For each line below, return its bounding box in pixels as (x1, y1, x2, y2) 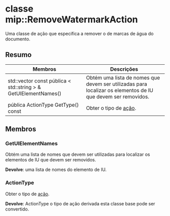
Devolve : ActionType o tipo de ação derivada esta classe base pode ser (5, 200, 155, 206)
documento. (5, 36, 30, 42)
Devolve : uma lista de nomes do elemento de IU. (5, 166, 107, 172)
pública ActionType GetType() (8, 101, 79, 108)
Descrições (110, 65, 138, 72)
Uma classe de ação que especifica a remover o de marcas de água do (5, 30, 154, 36)
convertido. (5, 206, 29, 212)
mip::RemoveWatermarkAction (5, 14, 138, 25)
